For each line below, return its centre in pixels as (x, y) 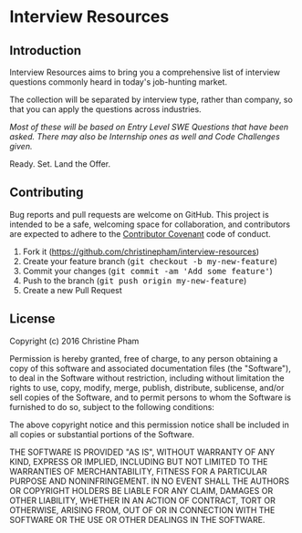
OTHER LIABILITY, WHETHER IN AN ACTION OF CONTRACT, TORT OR (142, 500)
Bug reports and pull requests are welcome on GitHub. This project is (139, 214)
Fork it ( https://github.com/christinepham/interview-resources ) (141, 251)
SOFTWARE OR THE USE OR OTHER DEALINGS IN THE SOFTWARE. (137, 519)
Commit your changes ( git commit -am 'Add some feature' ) (148, 271)
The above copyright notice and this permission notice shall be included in (149, 425)
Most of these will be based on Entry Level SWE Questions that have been (149, 127)
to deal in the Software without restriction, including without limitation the (147, 378)
